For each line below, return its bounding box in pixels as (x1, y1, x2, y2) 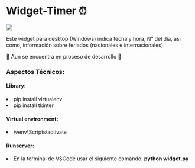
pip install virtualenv (14, 96, 63, 103)
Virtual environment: (6, 115, 58, 122)
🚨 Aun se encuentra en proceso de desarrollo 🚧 (6, 53, 122, 60)
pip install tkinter (14, 102, 54, 109)
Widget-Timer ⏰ (6, 4, 87, 18)
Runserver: (6, 142, 34, 149)
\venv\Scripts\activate (14, 128, 67, 135)
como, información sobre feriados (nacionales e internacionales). (6, 41, 165, 49)
